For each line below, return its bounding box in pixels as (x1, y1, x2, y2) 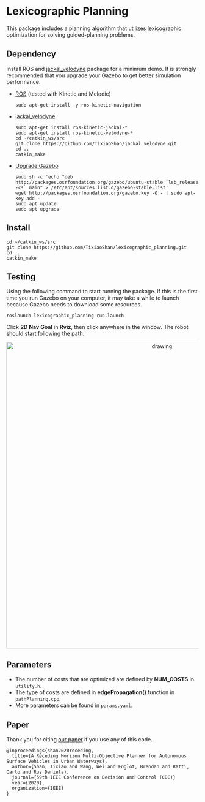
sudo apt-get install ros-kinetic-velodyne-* (15, 130, 133, 136)
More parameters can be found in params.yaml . (15, 702, 133, 709)
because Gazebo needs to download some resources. (6, 301, 142, 308)
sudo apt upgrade (15, 206, 60, 212)
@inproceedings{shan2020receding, (6, 747, 95, 754)
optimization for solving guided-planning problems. (6, 31, 135, 38)
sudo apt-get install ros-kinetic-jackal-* (15, 124, 128, 131)
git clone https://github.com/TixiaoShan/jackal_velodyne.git (15, 140, 177, 146)
